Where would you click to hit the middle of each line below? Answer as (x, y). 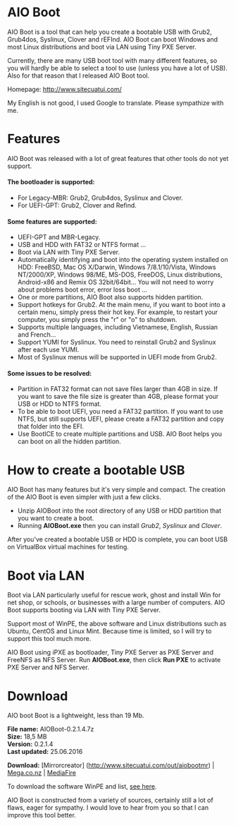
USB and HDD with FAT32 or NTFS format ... (82, 245)
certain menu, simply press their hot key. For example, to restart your (118, 312)
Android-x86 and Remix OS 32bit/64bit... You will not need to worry (116, 282)
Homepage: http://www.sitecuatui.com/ (64, 89)
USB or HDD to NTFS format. (60, 404)
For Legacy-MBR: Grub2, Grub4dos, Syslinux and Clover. (100, 198)
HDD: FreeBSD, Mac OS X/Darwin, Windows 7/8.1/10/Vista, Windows (117, 267)
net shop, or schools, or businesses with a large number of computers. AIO (116, 603)
